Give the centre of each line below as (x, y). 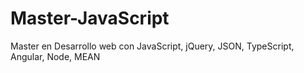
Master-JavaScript (90, 18)
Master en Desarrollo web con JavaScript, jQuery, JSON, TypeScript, (152, 46)
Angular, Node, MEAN (55, 56)
